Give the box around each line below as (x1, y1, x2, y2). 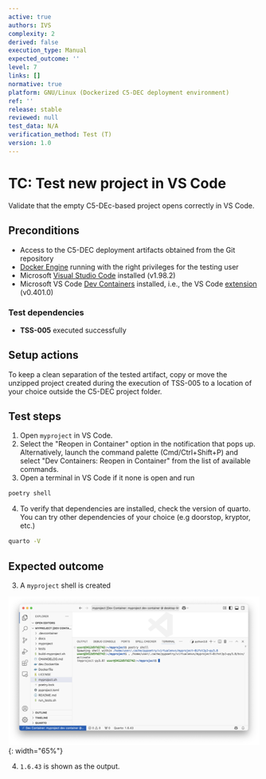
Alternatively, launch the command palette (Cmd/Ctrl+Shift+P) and (19, 447, 239, 458)
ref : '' (8, 96, 34, 105)
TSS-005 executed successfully (19, 325, 127, 335)
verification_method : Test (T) (8, 131, 112, 139)
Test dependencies (8, 307, 84, 318)
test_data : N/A (8, 122, 59, 131)
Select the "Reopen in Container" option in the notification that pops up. (19, 439, 256, 449)
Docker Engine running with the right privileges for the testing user (19, 262, 239, 271)
